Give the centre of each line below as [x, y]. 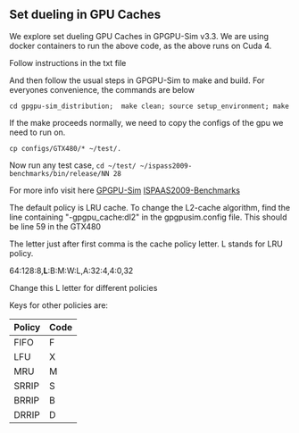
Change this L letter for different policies [83, 287]
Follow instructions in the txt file [68, 62]
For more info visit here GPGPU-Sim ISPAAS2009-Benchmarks [125, 190]
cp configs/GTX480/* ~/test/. [66, 148]
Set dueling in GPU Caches [85, 15]
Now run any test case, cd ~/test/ [73, 165]
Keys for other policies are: [59, 305]
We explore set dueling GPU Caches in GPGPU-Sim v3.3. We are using [139, 36]
